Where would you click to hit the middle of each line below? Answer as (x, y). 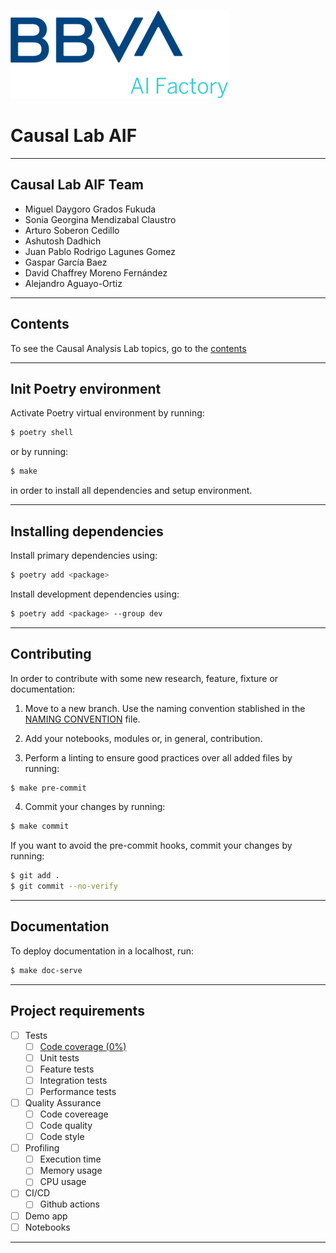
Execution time (70, 1159)
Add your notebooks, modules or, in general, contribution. (143, 738)
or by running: (39, 452)
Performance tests (78, 1091)
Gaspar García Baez (66, 262)
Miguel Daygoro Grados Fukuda (90, 209)
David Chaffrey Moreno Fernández (96, 272)
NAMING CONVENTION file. (82, 719)
